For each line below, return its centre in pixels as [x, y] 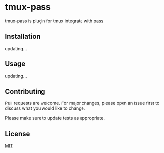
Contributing [25, 91]
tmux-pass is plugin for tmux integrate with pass [54, 21]
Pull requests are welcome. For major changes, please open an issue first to [82, 103]
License [18, 133]
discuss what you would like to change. [45, 108]
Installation [23, 36]
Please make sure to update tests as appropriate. [55, 118]
